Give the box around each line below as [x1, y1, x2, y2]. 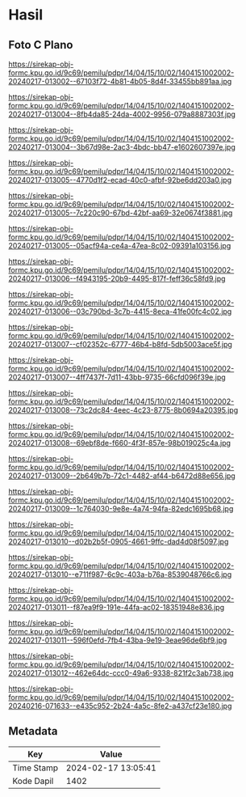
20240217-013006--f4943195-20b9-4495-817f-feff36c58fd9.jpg [8, 273, 226, 283]
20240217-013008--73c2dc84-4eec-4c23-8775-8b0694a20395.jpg [8, 405, 239, 414]
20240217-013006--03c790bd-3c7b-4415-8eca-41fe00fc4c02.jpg [8, 307, 232, 316]
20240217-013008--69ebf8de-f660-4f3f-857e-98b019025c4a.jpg [8, 439, 231, 447]
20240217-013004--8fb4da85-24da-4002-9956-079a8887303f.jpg [8, 109, 236, 119]
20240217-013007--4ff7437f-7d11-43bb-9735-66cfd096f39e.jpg [8, 372, 226, 382]
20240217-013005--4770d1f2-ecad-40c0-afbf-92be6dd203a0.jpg [8, 176, 232, 184]
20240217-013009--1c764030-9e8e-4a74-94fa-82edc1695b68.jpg [8, 504, 234, 513]
